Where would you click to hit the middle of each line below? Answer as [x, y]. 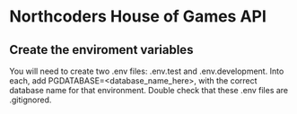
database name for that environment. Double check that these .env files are [149, 90]
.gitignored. [31, 100]
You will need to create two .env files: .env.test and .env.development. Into [147, 71]
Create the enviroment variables [101, 50]
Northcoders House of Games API [138, 17]
